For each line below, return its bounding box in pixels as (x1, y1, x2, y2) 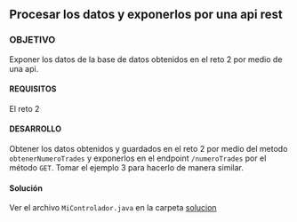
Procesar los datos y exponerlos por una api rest (9, 7, 283, 22)
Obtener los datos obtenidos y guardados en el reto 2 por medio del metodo (9, 144, 288, 155)
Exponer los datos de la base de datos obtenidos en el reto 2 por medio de (9, 53, 283, 65)
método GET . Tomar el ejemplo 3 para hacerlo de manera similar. (9, 163, 245, 173)
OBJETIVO (9, 34, 56, 46)
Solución (9, 182, 43, 194)
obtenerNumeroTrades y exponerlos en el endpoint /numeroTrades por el (9, 153, 267, 163)
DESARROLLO (9, 123, 62, 134)
